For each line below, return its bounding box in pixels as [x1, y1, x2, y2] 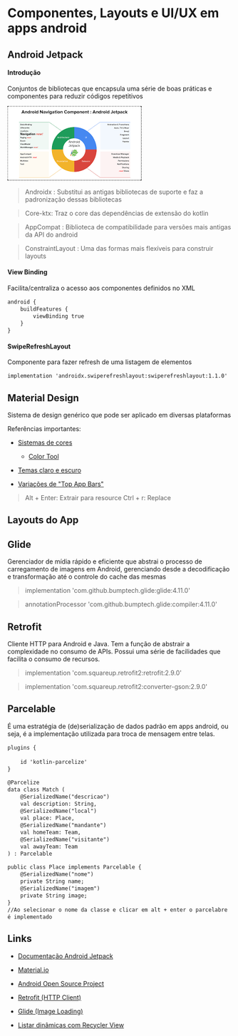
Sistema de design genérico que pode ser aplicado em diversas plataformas [7, 411, 232, 419]
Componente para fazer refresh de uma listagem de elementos [7, 358, 192, 366]
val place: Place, [20, 814, 75, 822]
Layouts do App [7, 514, 79, 527]
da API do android [24, 230, 78, 239]
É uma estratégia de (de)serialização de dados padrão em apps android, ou [7, 722, 229, 730]
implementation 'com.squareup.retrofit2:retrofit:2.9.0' [24, 668, 182, 678]
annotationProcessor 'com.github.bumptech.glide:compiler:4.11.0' [24, 600, 217, 608]
